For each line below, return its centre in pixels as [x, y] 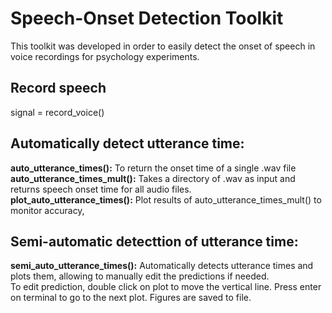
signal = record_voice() [57, 112]
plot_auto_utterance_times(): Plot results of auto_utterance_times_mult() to [166, 199]
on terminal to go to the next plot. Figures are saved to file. [131, 298]
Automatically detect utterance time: [127, 143]
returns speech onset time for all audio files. [101, 189]
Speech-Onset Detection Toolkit [147, 18]
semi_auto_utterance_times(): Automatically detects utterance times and [162, 266]
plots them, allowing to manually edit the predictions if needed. [140, 276]
